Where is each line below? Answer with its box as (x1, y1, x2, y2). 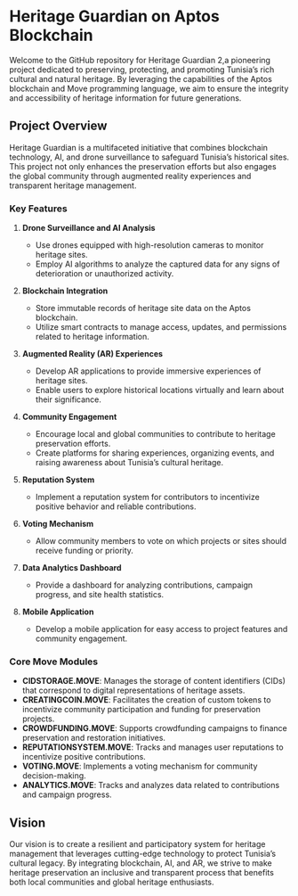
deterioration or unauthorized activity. (35, 268, 174, 279)
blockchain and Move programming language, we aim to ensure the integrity (9, 83, 289, 94)
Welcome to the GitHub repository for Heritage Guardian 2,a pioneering (9, 54, 271, 65)
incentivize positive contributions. (21, 752, 147, 762)
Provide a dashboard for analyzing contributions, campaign (35, 580, 254, 590)
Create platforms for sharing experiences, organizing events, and (35, 448, 275, 458)
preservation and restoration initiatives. (21, 733, 166, 744)
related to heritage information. (35, 332, 149, 342)
